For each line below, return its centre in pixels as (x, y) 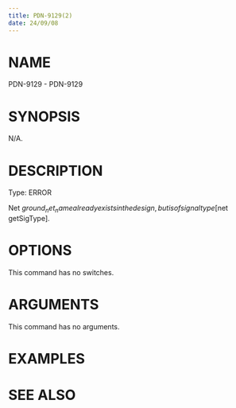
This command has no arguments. (64, 326)
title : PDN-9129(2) (41, 16)
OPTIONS (40, 251)
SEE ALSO (42, 395)
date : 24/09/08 (33, 23)
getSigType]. (29, 219)
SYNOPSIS (44, 117)
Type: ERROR (30, 192)
